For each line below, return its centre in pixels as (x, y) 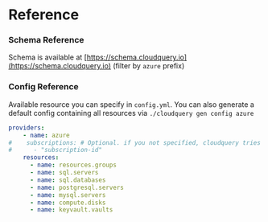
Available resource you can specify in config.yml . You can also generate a (132, 104)
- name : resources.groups (73, 165)
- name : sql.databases (68, 180)
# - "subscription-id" (56, 150)
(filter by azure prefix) (148, 66)
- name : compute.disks (68, 203)
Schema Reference (46, 40)
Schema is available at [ (47, 57)
